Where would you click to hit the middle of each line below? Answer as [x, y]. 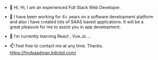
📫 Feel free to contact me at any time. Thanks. [56, 46]
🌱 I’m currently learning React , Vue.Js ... [50, 36]
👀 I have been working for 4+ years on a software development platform [81, 17]
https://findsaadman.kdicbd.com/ [43, 53]
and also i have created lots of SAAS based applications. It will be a [77, 22]
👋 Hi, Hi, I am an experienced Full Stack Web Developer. [65, 7]
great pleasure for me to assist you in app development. [65, 27]
